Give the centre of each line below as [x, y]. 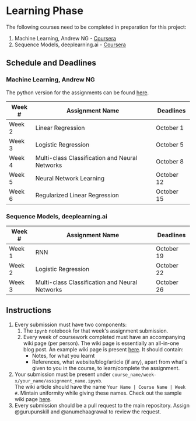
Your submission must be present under [62, 374]
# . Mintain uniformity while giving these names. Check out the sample [98, 393]
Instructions [29, 311]
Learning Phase [45, 11]
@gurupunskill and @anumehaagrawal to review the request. [88, 412]
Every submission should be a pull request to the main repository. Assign [102, 405]
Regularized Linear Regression [77, 195]
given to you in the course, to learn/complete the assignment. [106, 368]
